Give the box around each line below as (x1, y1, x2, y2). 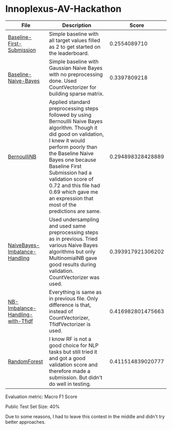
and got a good (49, 354, 85, 362)
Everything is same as (49, 288, 102, 295)
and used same (49, 222, 86, 229)
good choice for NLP (49, 342, 99, 349)
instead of (49, 308, 73, 315)
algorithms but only (49, 248, 96, 255)
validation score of (49, 175, 94, 182)
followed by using (49, 111, 92, 118)
